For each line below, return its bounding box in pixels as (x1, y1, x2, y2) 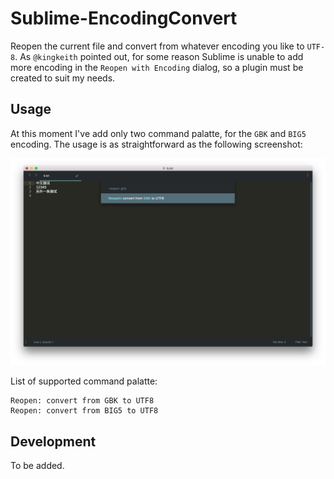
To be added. (10, 460, 65, 472)
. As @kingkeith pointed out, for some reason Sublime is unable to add (14, 50, 304, 62)
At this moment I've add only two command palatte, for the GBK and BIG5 (10, 127, 307, 139)
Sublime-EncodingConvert (10, 7, 238, 30)
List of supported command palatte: (10, 375, 158, 387)
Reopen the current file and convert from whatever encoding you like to (10, 40, 305, 52)
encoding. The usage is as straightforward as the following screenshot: (10, 138, 303, 150)
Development (10, 433, 97, 450)
